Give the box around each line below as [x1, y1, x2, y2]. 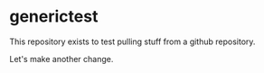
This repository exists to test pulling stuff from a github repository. [9, 36, 256, 47]
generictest [9, 6, 99, 27]
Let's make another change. [9, 53, 114, 64]
